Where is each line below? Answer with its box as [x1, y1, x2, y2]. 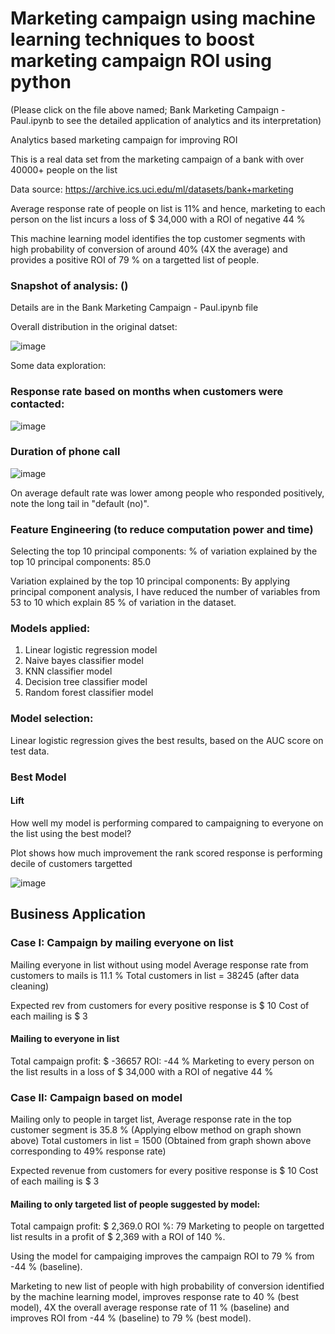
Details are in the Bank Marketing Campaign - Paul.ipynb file [10, 302, 259, 314]
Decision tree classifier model [24, 676, 148, 688]
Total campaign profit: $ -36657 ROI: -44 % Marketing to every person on [10, 1055, 315, 1067]
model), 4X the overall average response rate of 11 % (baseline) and [10, 1302, 290, 1314]
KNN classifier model [24, 665, 113, 677]
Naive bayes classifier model [24, 655, 144, 667]
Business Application [10, 906, 147, 923]
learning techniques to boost [10, 28, 255, 51]
